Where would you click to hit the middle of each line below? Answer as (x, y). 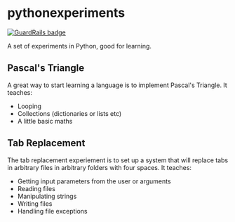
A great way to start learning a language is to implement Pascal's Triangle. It (117, 85)
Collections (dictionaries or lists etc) (69, 113)
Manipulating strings (47, 196)
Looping (29, 106)
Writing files (35, 203)
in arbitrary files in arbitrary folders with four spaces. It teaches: (99, 167)
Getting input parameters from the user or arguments (94, 181)
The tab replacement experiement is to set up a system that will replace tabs (118, 160)
